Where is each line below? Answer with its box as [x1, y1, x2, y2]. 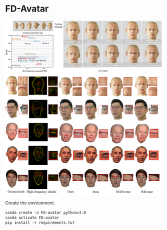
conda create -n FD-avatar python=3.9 [5, 210, 86, 215]
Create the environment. [5, 200, 55, 206]
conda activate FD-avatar [5, 215, 59, 220]
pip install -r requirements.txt [5, 220, 75, 225]
